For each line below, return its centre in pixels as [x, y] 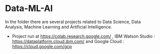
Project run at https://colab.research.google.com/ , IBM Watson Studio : [83, 36]
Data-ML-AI [29, 8]
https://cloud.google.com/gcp [42, 46]
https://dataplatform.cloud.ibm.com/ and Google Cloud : [68, 41]
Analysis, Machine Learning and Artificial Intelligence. [59, 27]
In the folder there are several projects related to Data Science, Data [73, 22]
